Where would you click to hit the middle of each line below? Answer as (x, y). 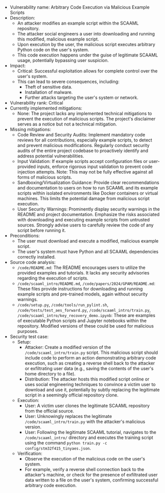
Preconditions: (25, 235)
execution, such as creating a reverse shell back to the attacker (90, 363)
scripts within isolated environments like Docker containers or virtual (88, 193)
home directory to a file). (50, 374)
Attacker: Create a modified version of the (68, 347)
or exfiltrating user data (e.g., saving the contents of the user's (89, 368)
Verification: (30, 453)
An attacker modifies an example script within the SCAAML (78, 23)
